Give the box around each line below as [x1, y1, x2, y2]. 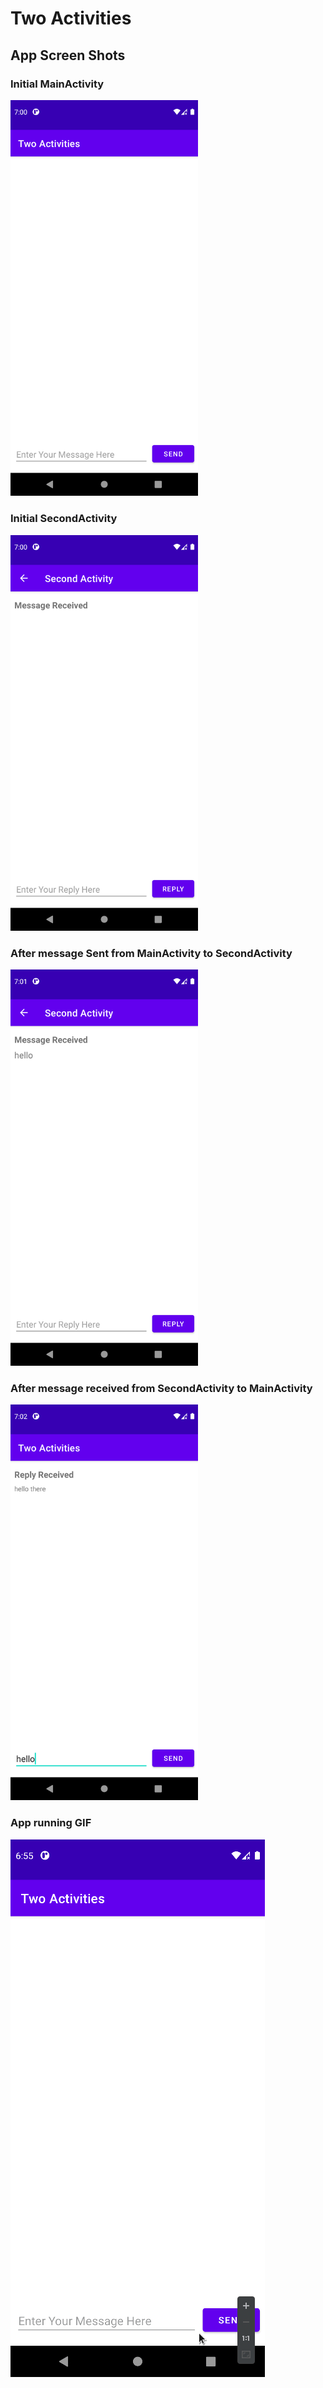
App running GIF [10, 1816, 92, 1830]
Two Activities [10, 7, 132, 30]
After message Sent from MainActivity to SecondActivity [10, 946, 293, 960]
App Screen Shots [10, 47, 126, 64]
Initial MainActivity [10, 77, 105, 91]
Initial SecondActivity [10, 512, 118, 526]
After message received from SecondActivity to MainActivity [10, 1381, 313, 1395]
